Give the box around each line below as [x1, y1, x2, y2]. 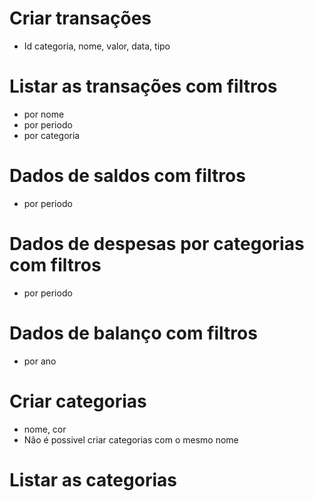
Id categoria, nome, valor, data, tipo [23, 40, 171, 52]
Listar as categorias [9, 468, 177, 491]
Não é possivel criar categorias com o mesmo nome [23, 433, 239, 446]
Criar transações [9, 7, 152, 30]
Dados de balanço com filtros [9, 322, 258, 344]
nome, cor [23, 423, 67, 435]
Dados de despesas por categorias [9, 233, 305, 255]
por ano [23, 355, 57, 367]
